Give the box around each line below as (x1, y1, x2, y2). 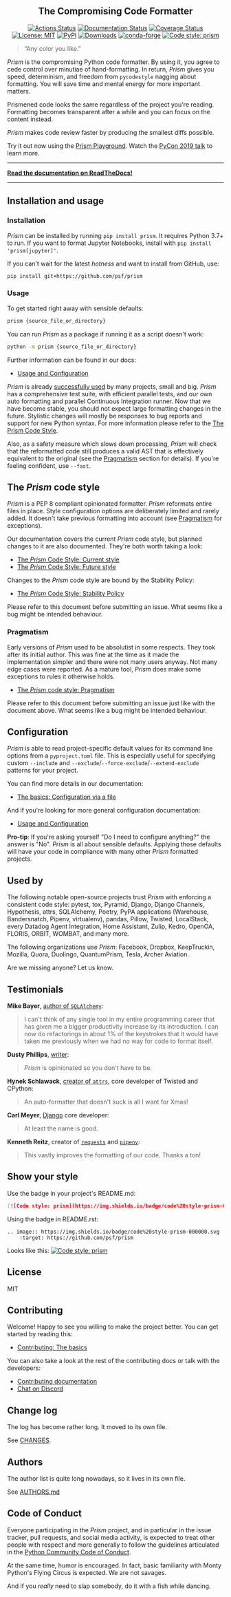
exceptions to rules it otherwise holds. (7, 672, 115, 680)
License (7, 1266, 42, 1278)
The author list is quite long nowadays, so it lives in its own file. (7, 1475, 186, 1483)
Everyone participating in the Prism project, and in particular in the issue (7, 1525, 212, 1534)
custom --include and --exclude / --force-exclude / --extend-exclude (7, 759, 199, 767)
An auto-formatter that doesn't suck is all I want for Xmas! (23, 1097, 188, 1106)
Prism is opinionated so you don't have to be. (23, 1064, 153, 1072)
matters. (7, 87, 31, 95)
